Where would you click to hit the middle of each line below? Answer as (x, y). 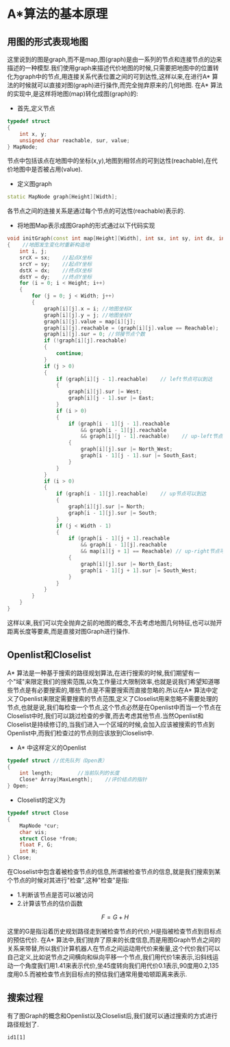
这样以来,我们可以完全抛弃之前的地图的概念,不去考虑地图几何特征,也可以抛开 (115, 623)
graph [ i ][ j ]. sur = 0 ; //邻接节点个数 (94, 334)
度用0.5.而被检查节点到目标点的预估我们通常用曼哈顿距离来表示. (97, 974)
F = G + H (115, 917)
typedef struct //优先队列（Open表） (57, 760)
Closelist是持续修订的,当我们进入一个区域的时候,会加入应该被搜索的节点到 (111, 724)
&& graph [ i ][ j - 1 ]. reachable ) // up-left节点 (152, 437)
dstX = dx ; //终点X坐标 (56, 271)
